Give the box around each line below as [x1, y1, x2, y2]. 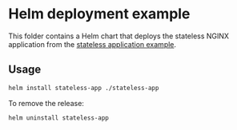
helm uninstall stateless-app [8, 113, 110, 122]
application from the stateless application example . [8, 39, 177, 49]
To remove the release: [8, 98, 84, 108]
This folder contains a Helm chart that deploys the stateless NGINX [8, 31, 230, 41]
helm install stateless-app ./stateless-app [8, 84, 159, 92]
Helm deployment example [8, 5, 191, 23]
